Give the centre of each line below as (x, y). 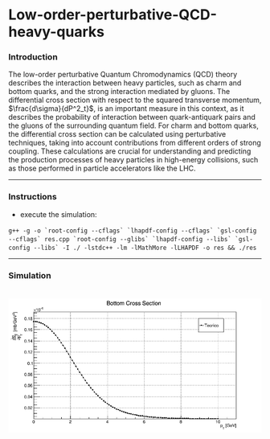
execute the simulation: (59, 214)
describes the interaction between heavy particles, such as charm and (125, 83)
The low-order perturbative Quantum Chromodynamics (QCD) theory (123, 75)
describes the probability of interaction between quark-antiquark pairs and (132, 117)
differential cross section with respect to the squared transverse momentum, (135, 100)
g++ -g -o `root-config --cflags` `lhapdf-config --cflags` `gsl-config (133, 231)
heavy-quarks (56, 32)
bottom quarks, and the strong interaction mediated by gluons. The (119, 92)
